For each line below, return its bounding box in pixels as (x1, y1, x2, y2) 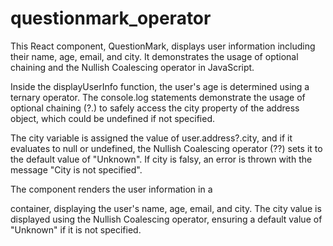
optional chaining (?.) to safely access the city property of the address (10, 102, 300, 114)
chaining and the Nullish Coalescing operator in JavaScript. (10, 61, 255, 73)
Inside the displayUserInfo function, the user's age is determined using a (10, 80, 310, 92)
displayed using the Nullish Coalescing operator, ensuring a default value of (10, 213, 323, 225)
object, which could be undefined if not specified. (10, 112, 215, 124)
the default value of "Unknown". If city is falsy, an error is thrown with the (10, 153, 313, 165)
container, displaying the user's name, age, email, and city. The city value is (10, 202, 322, 214)
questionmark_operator (10, 7, 212, 30)
